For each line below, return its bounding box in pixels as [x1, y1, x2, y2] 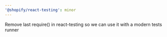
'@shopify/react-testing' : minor [5, 7, 76, 13]
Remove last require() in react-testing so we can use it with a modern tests [5, 21, 162, 27]
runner [5, 26, 19, 33]
